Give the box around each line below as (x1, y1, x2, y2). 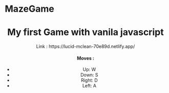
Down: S (80, 72, 98, 78)
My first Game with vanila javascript (7, 27, 164, 38)
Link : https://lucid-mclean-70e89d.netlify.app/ (36, 43, 135, 50)
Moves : (77, 55, 94, 61)
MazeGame (5, 3, 54, 15)
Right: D (80, 77, 98, 83)
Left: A (82, 83, 97, 89)
